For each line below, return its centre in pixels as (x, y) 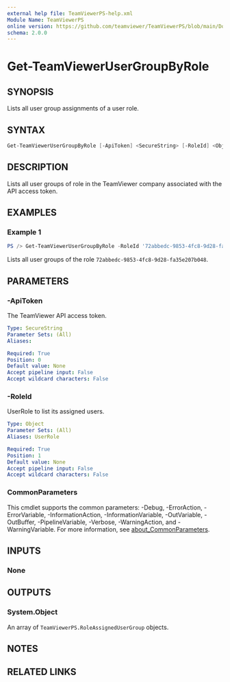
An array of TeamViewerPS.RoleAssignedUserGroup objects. (88, 627)
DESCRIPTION (38, 167)
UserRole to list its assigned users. (56, 411)
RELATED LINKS (42, 672)
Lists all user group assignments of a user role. (73, 109)
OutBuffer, (22, 522)
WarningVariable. (31, 529)
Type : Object (26, 424)
